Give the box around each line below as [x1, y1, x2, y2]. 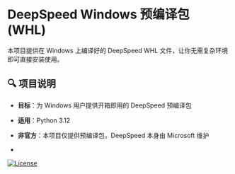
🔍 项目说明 [7, 78, 57, 90]
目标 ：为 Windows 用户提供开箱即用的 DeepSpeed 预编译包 [17, 100, 193, 110]
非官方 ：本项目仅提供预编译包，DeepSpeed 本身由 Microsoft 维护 [17, 131, 210, 139]
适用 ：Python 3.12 [17, 116, 71, 124]
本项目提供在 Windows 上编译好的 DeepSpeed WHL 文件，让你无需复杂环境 [7, 46, 229, 54]
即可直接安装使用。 [7, 54, 64, 64]
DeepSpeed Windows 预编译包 [7, 6, 190, 23]
